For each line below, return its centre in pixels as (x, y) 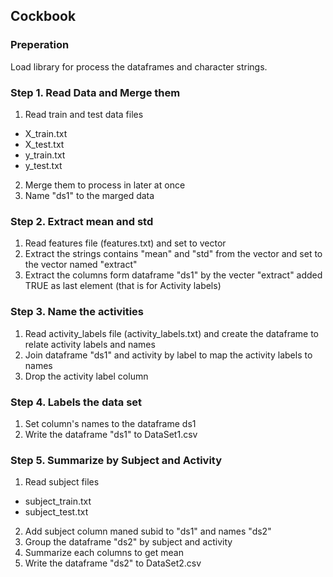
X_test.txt (44, 144)
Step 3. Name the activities (77, 312)
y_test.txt (43, 165)
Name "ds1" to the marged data (89, 195)
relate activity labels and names (90, 344)
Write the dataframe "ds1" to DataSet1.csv (111, 434)
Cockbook (43, 16)
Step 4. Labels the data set (76, 402)
